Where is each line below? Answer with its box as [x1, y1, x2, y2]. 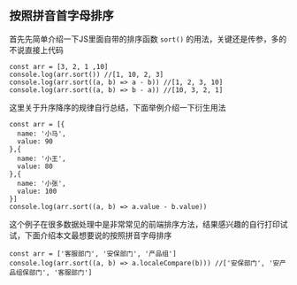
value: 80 [17, 162, 53, 171]
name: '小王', [17, 154, 66, 163]
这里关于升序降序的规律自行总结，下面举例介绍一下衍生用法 [9, 102, 226, 112]
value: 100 [17, 187, 57, 196]
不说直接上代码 [9, 44, 64, 55]
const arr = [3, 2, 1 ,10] [9, 62, 109, 71]
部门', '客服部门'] [28, 268, 93, 277]
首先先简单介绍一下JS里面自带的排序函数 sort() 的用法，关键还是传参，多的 [9, 34, 287, 44]
